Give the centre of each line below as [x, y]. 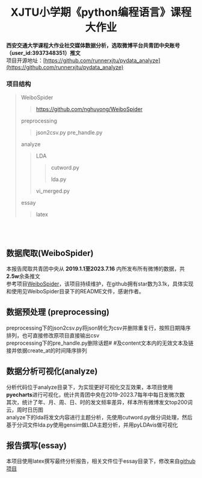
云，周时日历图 [25, 409]
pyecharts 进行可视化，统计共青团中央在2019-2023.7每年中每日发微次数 [96, 394]
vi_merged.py [53, 191]
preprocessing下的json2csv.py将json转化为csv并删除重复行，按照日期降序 [99, 328]
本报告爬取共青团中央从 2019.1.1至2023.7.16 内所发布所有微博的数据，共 [96, 269]
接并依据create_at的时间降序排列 [47, 350]
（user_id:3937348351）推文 [44, 53]
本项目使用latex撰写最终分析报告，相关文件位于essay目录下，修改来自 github [101, 461]
